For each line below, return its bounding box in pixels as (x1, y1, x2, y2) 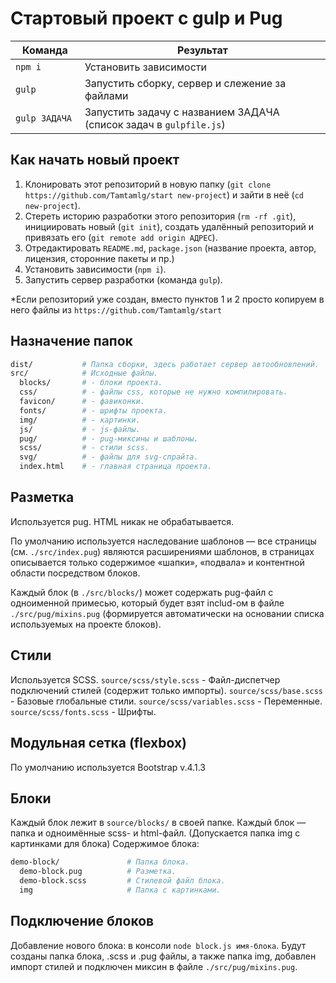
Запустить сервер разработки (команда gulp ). (24, 273, 223, 286)
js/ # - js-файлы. (19, 424, 141, 434)
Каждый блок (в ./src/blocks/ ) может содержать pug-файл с (10, 586, 274, 598)
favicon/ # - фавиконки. (19, 397, 145, 407)
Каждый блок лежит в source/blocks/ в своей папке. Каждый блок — (10, 817, 307, 829)
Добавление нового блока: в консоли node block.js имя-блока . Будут (10, 939, 307, 951)
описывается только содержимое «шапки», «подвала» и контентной (10, 556, 305, 568)
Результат (177, 43, 228, 57)
